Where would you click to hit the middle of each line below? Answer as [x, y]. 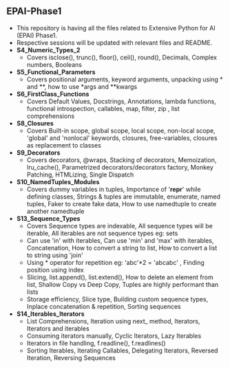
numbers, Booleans [54, 64]
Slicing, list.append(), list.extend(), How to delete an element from [120, 277]
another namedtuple [55, 211]
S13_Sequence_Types [48, 218]
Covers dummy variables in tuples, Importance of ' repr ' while [114, 189]
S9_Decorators [38, 152]
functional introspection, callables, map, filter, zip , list [103, 108]
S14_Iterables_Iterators [50, 314]
